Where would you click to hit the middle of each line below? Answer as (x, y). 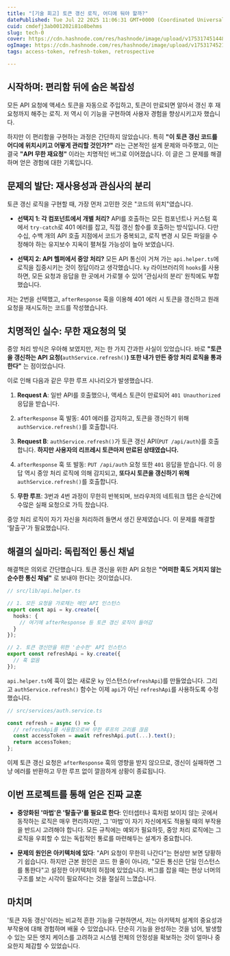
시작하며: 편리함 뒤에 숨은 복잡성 (71, 87)
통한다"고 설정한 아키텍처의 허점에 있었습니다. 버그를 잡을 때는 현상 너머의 (123, 870)
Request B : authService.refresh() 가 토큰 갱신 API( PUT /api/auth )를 (112, 441)
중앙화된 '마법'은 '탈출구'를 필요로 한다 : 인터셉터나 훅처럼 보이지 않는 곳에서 (117, 812)
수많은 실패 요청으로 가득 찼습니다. (63, 505)
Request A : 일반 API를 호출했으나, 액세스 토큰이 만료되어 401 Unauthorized (119, 395)
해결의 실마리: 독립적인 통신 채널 (71, 551)
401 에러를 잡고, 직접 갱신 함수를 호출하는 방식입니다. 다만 (142, 227)
